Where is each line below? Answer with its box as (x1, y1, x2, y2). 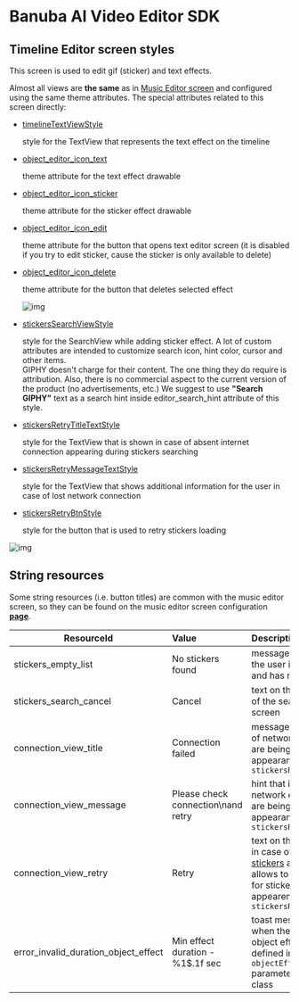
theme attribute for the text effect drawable (21, 171, 181, 181)
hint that (251, 777, 287, 790)
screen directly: (9, 102, 67, 112)
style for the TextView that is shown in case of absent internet (21, 437, 249, 447)
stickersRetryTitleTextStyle (21, 419, 120, 430)
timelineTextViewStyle (21, 119, 104, 129)
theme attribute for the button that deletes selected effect (21, 284, 234, 294)
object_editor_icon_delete (21, 267, 117, 277)
